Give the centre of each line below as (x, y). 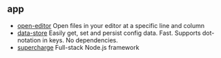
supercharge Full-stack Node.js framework (78, 47)
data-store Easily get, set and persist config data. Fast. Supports (109, 33)
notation (29, 40)
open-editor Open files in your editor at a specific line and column (111, 25)
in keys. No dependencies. (80, 40)
